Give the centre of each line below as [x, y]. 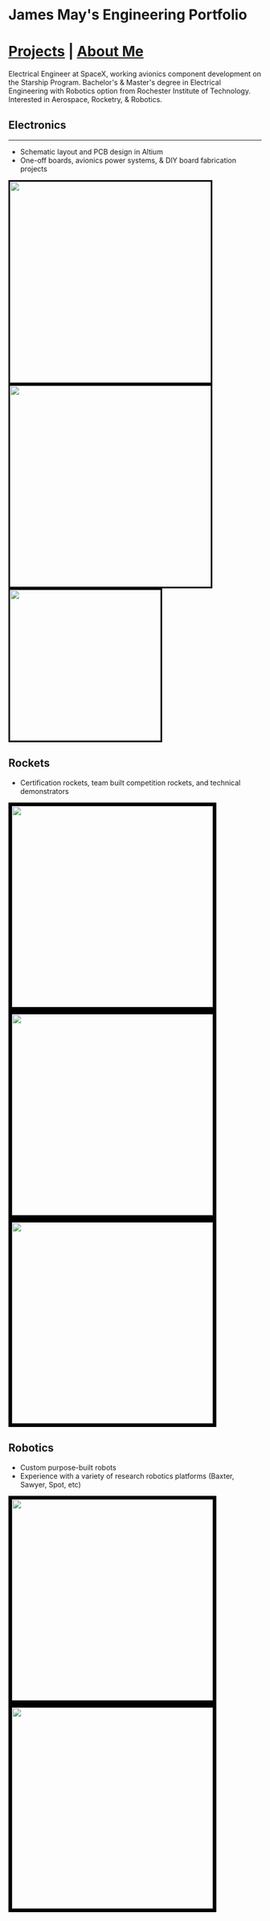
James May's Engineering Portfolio [128, 15]
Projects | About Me [76, 52]
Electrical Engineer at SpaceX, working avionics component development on [135, 74]
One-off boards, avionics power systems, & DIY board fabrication [128, 160]
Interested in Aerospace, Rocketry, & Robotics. [85, 100]
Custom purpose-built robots [68, 1467]
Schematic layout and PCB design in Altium [91, 151]
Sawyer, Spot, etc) [51, 1484]
